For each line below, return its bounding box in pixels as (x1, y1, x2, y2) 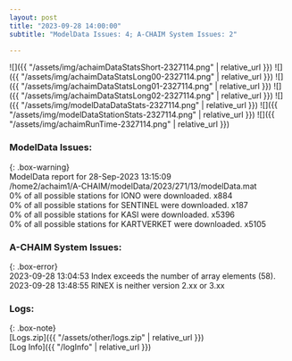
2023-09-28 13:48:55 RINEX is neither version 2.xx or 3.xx (9, 280, 225, 290)
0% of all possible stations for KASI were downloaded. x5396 (9, 209, 235, 220)
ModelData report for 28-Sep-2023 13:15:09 (9, 171, 171, 181)
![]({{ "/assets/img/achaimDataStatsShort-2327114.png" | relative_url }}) (9, 62, 273, 72)
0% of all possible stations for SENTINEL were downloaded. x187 (9, 199, 248, 210)
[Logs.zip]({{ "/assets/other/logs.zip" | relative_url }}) (9, 332, 204, 343)
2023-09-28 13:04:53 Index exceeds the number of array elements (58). (9, 270, 276, 281)
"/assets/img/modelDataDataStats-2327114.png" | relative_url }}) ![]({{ (21, 100, 279, 111)
